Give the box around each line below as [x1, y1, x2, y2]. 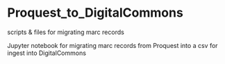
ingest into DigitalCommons [7, 49, 87, 57]
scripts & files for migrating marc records [7, 28, 125, 36]
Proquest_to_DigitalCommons [7, 5, 184, 21]
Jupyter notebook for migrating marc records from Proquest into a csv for [7, 41, 218, 49]
